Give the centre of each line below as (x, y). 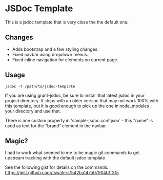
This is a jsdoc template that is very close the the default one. (67, 22)
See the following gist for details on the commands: (57, 167)
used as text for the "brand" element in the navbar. (56, 126)
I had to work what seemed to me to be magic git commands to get (72, 153)
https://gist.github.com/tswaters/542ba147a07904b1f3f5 (62, 173)
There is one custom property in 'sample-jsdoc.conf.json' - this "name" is (79, 120)
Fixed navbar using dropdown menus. (50, 54)
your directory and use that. (33, 111)
